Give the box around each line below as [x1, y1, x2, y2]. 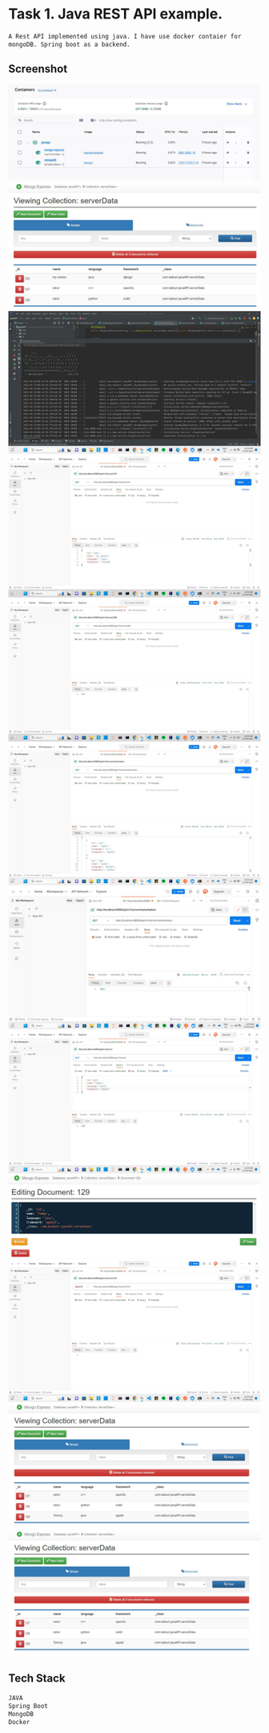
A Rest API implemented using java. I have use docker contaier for [8, 32, 242, 40]
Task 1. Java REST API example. [8, 5, 223, 23]
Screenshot [8, 62, 68, 76]
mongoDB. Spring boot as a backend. [8, 40, 130, 48]
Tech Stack [8, 1672, 66, 1686]
